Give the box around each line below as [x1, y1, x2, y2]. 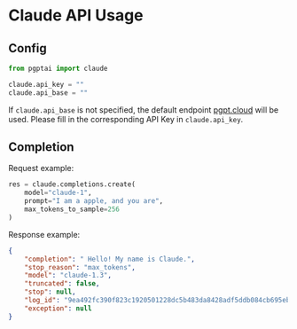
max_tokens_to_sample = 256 [24, 205, 121, 214]
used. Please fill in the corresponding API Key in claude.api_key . [8, 114, 244, 124]
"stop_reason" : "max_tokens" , [24, 262, 137, 271]
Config [8, 41, 47, 56]
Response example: [8, 229, 81, 239]
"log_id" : [24, 296, 61, 305]
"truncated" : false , [24, 279, 100, 288]
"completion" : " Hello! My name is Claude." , [24, 255, 196, 263]
